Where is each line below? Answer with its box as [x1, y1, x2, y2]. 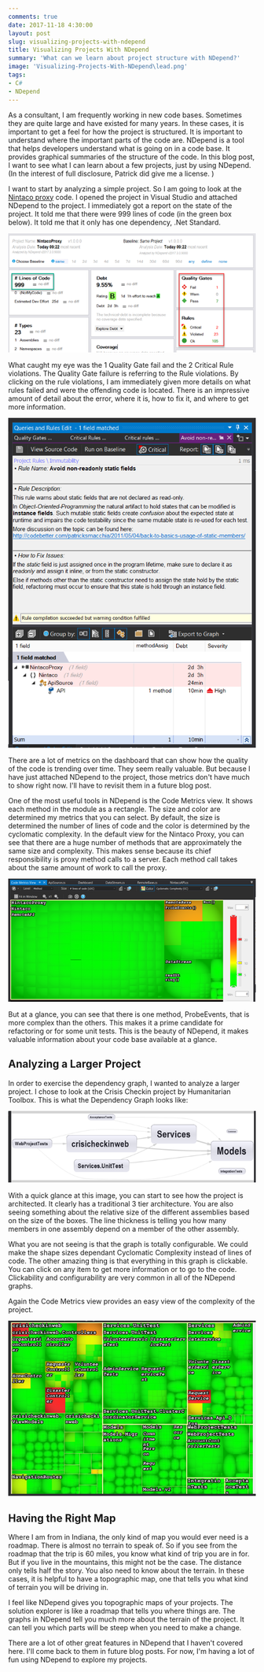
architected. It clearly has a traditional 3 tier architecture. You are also [8, 1199, 234, 1208]
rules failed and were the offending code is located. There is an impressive [8, 385, 250, 395]
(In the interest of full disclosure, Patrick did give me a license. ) [8, 169, 214, 178]
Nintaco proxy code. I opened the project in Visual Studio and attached [8, 192, 238, 202]
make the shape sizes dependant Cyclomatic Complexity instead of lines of [8, 1248, 252, 1257]
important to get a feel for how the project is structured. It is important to [8, 127, 244, 136]
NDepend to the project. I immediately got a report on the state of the [8, 201, 233, 210]
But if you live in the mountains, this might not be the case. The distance [8, 1558, 242, 1567]
